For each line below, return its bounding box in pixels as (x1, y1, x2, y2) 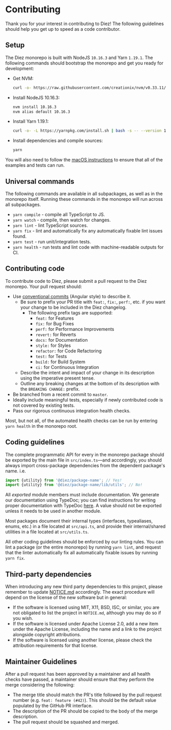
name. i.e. (5, 468, 27, 474)
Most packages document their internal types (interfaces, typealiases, (5, 518, 153, 524)
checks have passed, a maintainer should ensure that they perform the (5, 676, 154, 682)
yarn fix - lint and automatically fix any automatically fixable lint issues (12, 227, 163, 234)
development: (5, 65, 34, 71)
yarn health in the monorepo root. (5, 423, 78, 429)
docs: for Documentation (35, 337, 88, 343)
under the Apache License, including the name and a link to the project (12, 626, 162, 632)
